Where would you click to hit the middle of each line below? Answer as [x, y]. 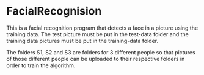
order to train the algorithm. [41, 65]
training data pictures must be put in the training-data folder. [82, 41]
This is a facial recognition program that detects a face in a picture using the [102, 28]
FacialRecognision [54, 11]
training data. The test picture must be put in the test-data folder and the [98, 34]
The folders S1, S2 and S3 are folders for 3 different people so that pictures [101, 52]
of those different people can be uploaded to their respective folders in [96, 59]
